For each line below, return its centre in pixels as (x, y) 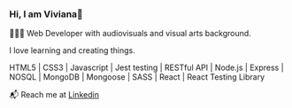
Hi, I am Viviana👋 (46, 14)
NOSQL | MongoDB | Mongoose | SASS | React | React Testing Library (137, 77)
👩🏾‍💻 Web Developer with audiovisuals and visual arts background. (131, 34)
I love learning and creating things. (72, 50)
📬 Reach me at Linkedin (54, 95)
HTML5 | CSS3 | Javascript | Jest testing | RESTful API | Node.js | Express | (147, 68)
